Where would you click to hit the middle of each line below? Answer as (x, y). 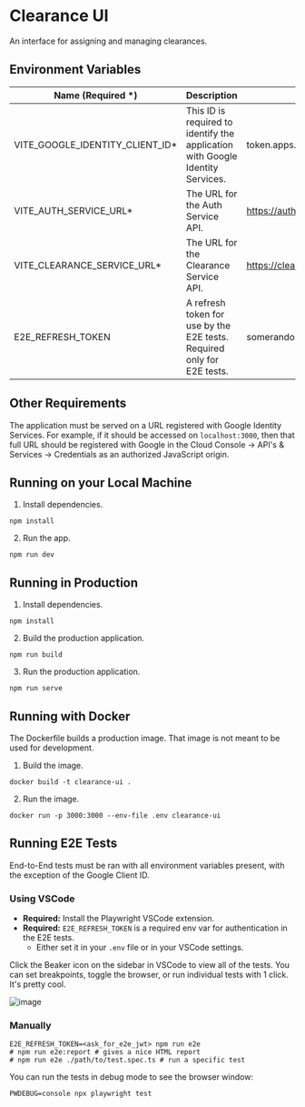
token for (205, 314)
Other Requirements (68, 403)
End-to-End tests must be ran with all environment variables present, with (147, 865)
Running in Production (74, 583)
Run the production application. (81, 672)
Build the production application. (84, 639)
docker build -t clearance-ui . (70, 782)
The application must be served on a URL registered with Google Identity (146, 425)
